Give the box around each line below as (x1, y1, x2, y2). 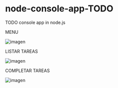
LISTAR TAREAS (5, 48, 38, 54)
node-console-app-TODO (5, 3, 114, 14)
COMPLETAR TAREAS (5, 68, 50, 74)
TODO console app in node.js (5, 19, 66, 25)
